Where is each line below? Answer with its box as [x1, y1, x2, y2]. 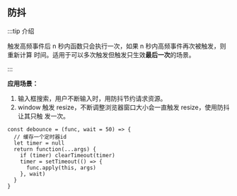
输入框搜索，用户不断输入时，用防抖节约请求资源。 [17, 94, 167, 102]
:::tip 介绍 [7, 27, 35, 35]
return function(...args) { [13, 145, 97, 153]
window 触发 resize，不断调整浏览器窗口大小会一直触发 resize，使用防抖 [17, 103, 230, 111]
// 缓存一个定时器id [13, 133, 67, 140]
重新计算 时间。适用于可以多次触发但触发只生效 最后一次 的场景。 [7, 50, 195, 59]
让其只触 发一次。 [17, 111, 69, 120]
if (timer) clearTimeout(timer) [20, 152, 115, 159]
